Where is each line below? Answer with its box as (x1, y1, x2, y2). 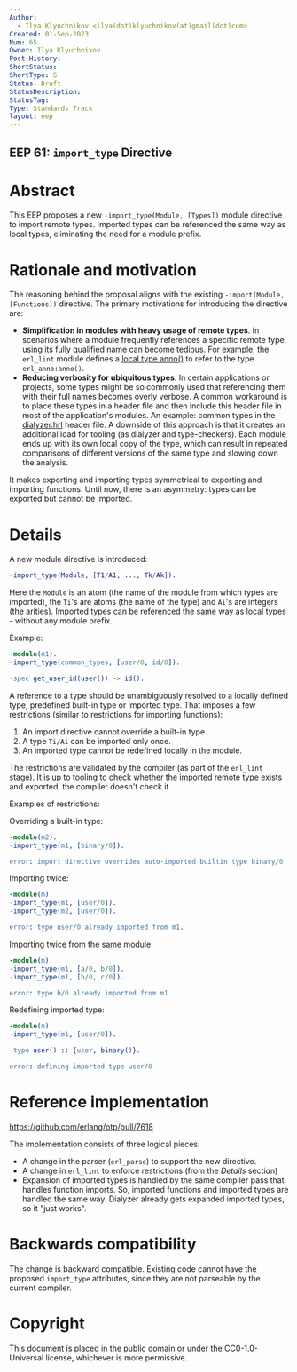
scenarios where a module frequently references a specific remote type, (21, 335, 287, 345)
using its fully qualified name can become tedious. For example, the (21, 344, 270, 355)
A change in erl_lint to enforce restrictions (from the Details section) (21, 1165, 278, 1176)
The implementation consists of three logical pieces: (9, 1138, 201, 1149)
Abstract (9, 180, 75, 201)
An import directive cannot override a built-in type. (21, 726, 207, 737)
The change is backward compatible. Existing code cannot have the (9, 1263, 257, 1274)
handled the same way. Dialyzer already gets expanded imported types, (21, 1194, 285, 1204)
